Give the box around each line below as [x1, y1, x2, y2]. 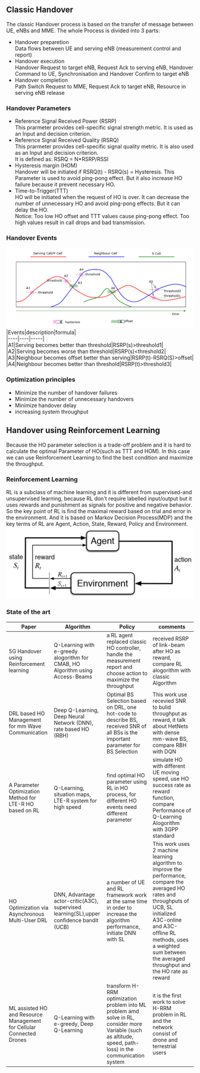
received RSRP [152, 635, 189, 642]
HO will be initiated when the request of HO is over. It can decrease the [14, 194, 189, 201]
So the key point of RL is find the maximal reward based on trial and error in [6, 507, 192, 514]
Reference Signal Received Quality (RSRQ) [14, 137, 119, 144]
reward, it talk [152, 716, 186, 723]
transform [106, 982, 131, 990]
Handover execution [14, 57, 65, 64]
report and [106, 663, 133, 671]
